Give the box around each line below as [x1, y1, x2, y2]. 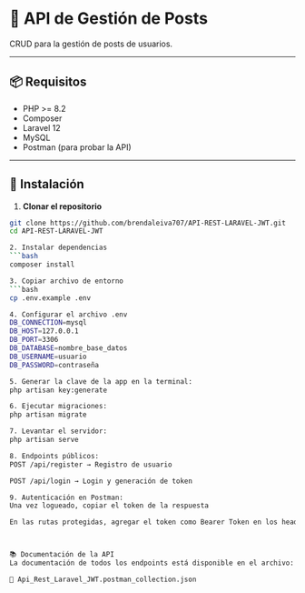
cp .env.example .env [9, 293, 92, 303]
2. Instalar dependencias [9, 243, 107, 253]
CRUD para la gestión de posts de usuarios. [9, 38, 173, 49]
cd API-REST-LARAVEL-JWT [9, 226, 103, 236]
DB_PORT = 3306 [9, 336, 59, 345]
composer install [9, 260, 75, 269]
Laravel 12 [22, 122, 61, 133]
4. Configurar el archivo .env [9, 309, 128, 319]
